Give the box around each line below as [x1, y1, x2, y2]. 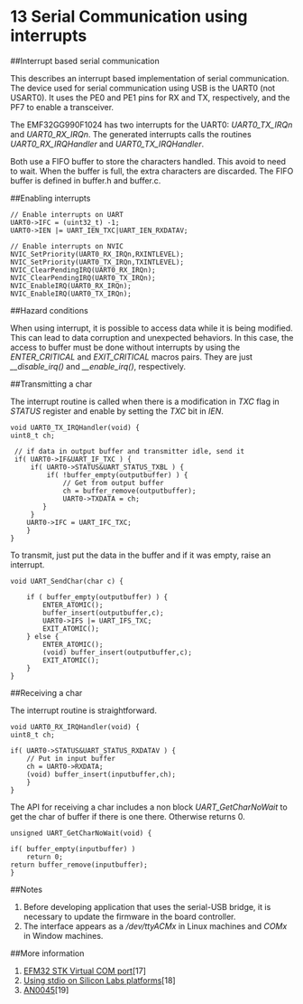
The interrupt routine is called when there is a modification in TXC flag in [10, 396, 280, 407]
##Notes [10, 884, 43, 895]
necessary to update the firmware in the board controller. [23, 911, 236, 922]
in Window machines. [23, 930, 104, 941]
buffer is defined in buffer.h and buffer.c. [10, 174, 161, 186]
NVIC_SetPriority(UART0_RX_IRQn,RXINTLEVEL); [10, 249, 184, 258]
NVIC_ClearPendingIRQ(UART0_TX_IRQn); [10, 273, 156, 282]
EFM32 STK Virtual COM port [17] [23, 965, 147, 976]
